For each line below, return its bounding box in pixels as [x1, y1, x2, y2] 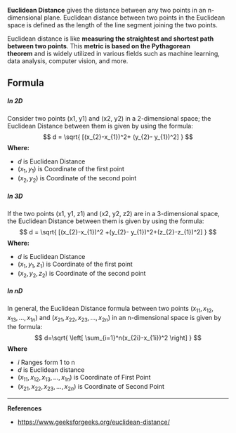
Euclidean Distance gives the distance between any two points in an [7, 6, 206, 14]
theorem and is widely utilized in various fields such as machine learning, [7, 49, 220, 58]
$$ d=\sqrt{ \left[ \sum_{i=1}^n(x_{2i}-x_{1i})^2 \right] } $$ [34, 333, 202, 342]
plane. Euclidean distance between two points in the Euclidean [44, 13, 225, 22]
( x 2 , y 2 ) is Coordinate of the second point [17, 174, 137, 184]
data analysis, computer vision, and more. [7, 57, 129, 65]
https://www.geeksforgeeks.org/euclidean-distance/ [17, 418, 170, 426]
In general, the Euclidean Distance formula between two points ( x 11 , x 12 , [7, 305, 214, 314]
